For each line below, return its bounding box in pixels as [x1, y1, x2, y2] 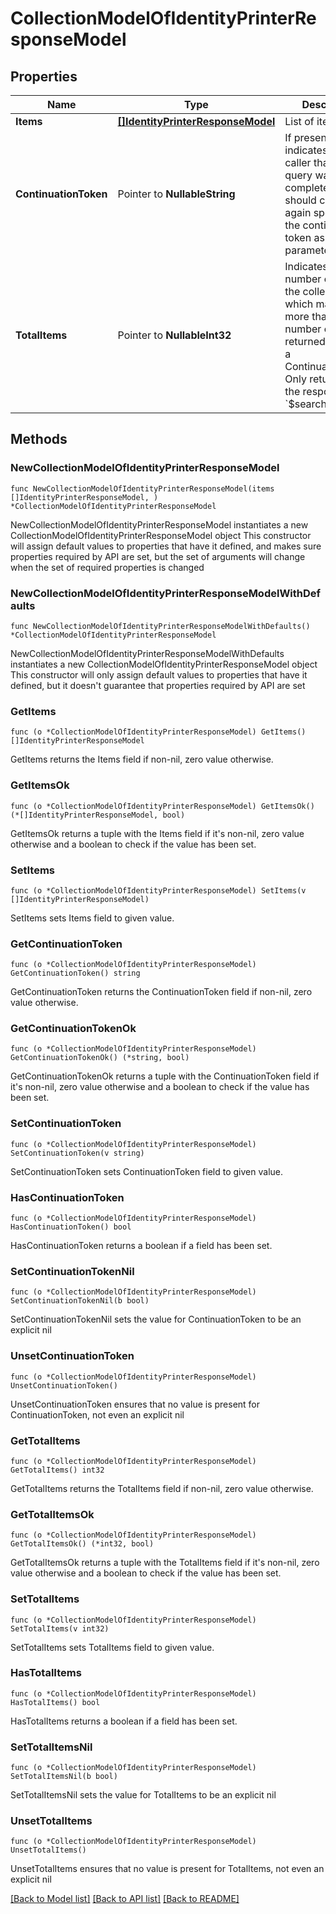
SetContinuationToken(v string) [10, 1148, 145, 1158]
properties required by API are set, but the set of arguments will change [10, 550, 306, 562]
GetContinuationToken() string [10, 968, 141, 979]
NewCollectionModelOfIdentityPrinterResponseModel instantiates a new [10, 518, 309, 531]
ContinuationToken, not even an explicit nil [10, 1408, 185, 1421]
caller [284, 156, 312, 169]
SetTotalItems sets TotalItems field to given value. [10, 1641, 215, 1653]
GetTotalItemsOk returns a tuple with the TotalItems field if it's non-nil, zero [10, 1557, 320, 1569]
